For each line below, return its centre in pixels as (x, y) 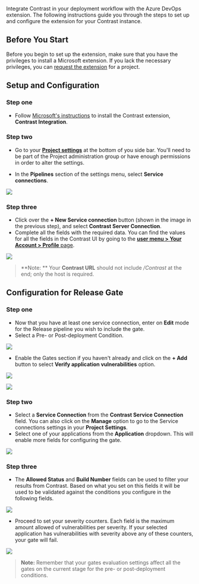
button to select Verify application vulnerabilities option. (85, 364)
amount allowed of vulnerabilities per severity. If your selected (91, 528)
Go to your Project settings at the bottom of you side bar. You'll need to (103, 150)
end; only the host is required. (57, 274)
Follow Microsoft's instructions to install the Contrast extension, (93, 115)
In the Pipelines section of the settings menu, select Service (89, 174)
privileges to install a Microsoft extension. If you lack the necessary (89, 60)
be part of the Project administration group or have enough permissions (102, 156)
